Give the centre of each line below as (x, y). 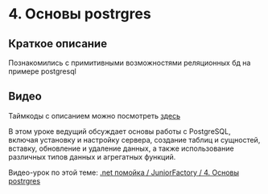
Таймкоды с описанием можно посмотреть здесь (95, 115)
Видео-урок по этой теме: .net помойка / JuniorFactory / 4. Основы (124, 172)
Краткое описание (58, 44)
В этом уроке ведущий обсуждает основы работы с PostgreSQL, (120, 131)
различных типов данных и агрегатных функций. (92, 156)
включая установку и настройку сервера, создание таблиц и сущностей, (134, 139)
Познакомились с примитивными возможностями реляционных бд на (130, 63)
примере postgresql (42, 71)
